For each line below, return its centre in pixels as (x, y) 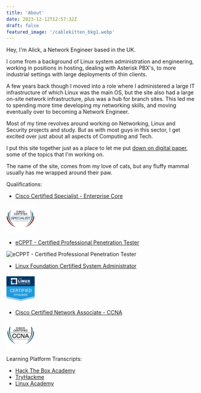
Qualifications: (24, 184)
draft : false (23, 25)
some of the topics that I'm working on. (55, 155)
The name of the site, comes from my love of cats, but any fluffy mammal (98, 166)
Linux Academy (35, 383)
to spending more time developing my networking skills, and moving (91, 105)
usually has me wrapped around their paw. (59, 173)
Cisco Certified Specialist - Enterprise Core (69, 196)
